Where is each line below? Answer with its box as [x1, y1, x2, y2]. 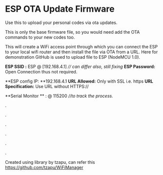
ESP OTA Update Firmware [5, 3, 115, 15]
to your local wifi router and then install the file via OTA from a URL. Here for [5, 49, 158, 55]
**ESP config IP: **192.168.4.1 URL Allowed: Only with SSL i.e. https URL [5, 78, 153, 84]
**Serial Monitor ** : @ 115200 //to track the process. [5, 93, 113, 99]
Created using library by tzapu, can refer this [5, 159, 95, 165]
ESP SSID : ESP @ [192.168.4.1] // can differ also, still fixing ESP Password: [5, 64, 155, 69]
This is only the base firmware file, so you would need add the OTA [5, 29, 140, 35]
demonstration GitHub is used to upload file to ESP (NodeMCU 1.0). [5, 54, 141, 60]
